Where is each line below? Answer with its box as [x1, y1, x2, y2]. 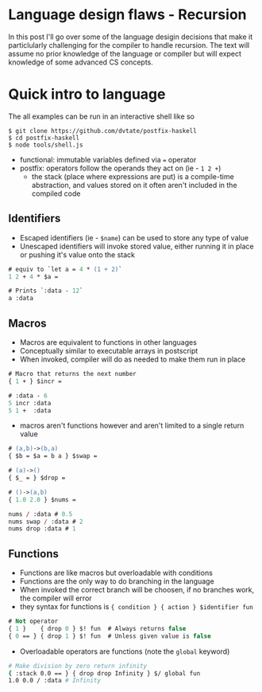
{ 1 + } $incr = [8, 377, 62, 385]
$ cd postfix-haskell [8, 134, 80, 142]
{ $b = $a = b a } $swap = [8, 452, 98, 460]
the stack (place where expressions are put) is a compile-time [31, 171, 234, 181]
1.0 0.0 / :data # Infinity [8, 677, 102, 685]
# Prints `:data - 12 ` [8, 287, 83, 295]
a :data [8, 295, 34, 303]
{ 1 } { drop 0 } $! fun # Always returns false [8, 624, 187, 632]
